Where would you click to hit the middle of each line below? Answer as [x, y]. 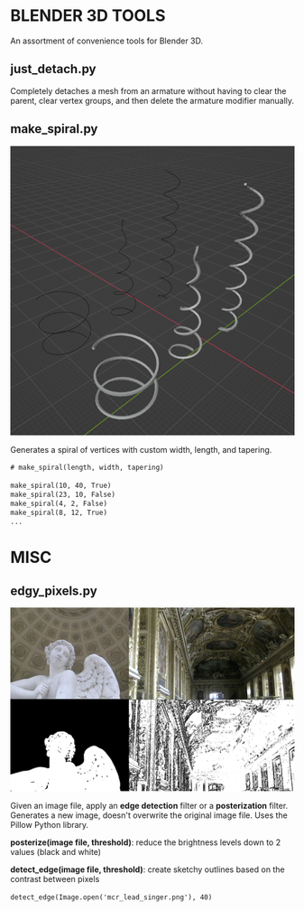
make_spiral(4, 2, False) [59, 504]
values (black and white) [56, 852]
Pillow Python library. [50, 825]
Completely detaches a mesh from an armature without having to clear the [148, 90]
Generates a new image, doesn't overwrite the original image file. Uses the [149, 815]
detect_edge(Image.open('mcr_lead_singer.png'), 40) [111, 897]
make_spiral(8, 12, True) [59, 513]
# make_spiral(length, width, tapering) [88, 468]
